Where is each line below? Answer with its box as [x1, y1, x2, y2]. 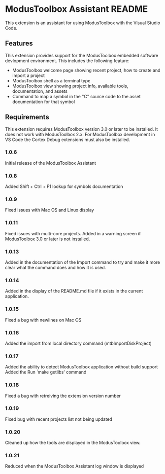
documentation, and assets [12, 88, 68, 94]
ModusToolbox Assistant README [5, 3, 148, 15]
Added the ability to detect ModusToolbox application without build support [5, 364, 158, 370]
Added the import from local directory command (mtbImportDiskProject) [5, 340, 152, 346]
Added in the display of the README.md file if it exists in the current [5, 288, 143, 294]
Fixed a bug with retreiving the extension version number [5, 393, 121, 399]
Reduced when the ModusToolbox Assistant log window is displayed [5, 463, 144, 469]
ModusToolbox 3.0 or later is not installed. [5, 236, 90, 242]
